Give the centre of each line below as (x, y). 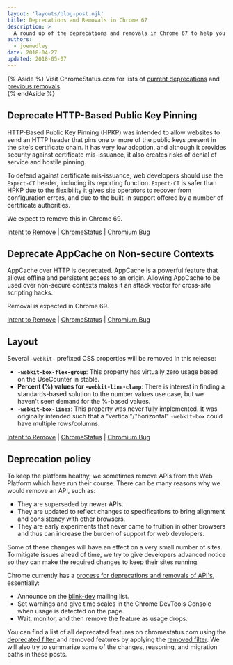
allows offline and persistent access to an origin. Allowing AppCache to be (114, 278)
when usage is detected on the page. (71, 611)
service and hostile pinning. (47, 162)
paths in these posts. (37, 654)
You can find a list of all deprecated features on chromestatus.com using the (117, 632)
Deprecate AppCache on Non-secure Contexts (111, 254)
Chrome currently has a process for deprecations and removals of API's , (111, 576)
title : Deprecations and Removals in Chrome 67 (78, 20)
